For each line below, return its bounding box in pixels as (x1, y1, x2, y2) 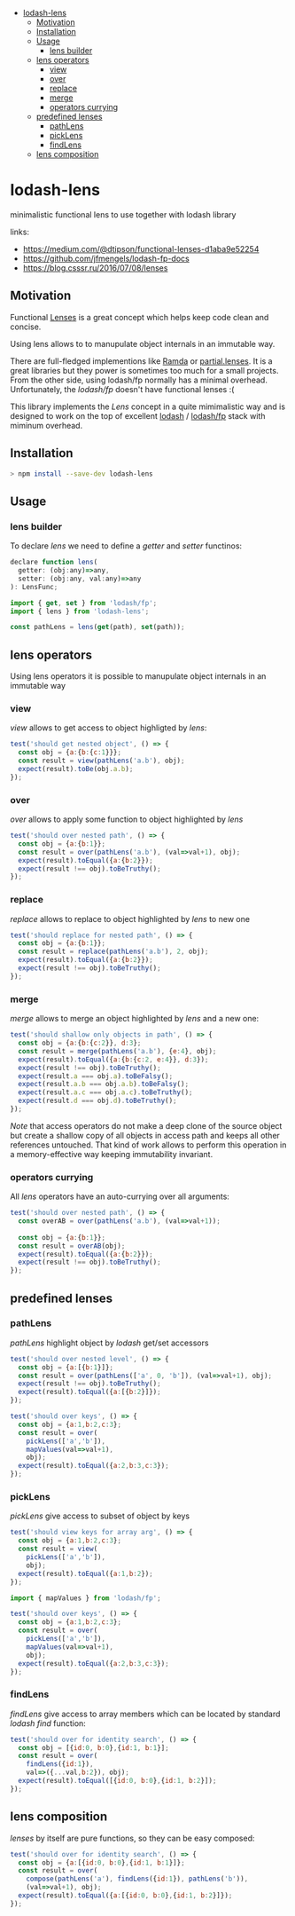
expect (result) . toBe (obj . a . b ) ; (18, 764, 134, 773)
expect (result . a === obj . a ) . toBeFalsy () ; (18, 1071, 174, 1081)
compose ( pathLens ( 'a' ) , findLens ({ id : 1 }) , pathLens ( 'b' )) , (26, 1874, 249, 1884)
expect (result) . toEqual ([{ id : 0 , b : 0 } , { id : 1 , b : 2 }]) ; (18, 1777, 217, 1786)
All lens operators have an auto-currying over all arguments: (10, 1191, 229, 1202)
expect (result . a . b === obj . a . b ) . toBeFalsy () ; (18, 1080, 190, 1089)
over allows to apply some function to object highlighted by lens (10, 814, 244, 824)
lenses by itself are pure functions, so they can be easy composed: (10, 1833, 255, 1843)
